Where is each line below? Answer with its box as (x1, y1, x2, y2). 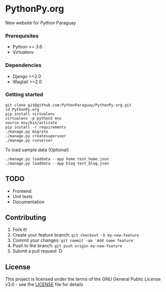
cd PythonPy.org (5, 107, 39, 112)
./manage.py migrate (5, 129, 49, 134)
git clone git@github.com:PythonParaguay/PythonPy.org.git (5, 102, 132, 107)
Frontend (12, 188, 32, 194)
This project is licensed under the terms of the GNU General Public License (5, 276, 161, 282)
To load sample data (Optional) (5, 147, 69, 153)
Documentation (12, 199, 45, 205)
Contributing (5, 213, 46, 222)
